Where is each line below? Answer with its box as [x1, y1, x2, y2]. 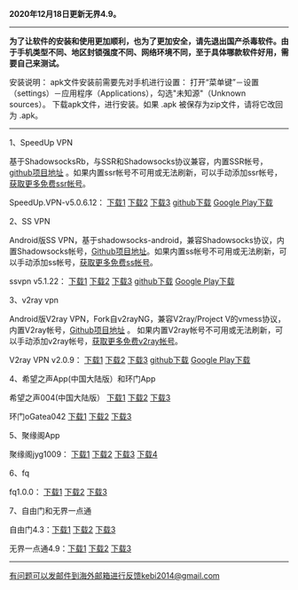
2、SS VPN [9, 216, 51, 226]
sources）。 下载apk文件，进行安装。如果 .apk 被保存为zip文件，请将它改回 [9, 99, 284, 109]
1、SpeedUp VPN [9, 138, 74, 147]
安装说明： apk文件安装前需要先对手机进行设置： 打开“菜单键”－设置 [9, 77, 260, 87]
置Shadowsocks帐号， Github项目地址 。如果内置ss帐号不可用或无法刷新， [9, 246, 279, 256]
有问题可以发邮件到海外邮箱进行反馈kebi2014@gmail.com [9, 570, 220, 580]
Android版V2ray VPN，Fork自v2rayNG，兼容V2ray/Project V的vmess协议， [9, 314, 286, 324]
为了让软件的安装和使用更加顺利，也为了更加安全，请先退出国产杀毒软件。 [9, 35, 281, 46]
